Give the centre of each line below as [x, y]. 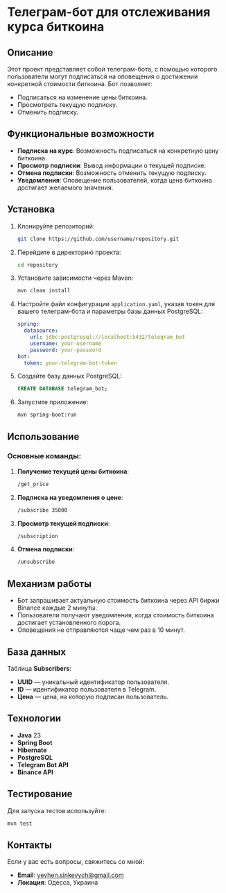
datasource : [41, 331]
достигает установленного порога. [69, 623]
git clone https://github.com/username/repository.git [98, 239]
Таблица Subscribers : [39, 668]
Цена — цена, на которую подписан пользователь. [93, 696]
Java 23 [29, 735]
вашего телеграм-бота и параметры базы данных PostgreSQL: [110, 311]
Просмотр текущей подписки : [63, 523]
